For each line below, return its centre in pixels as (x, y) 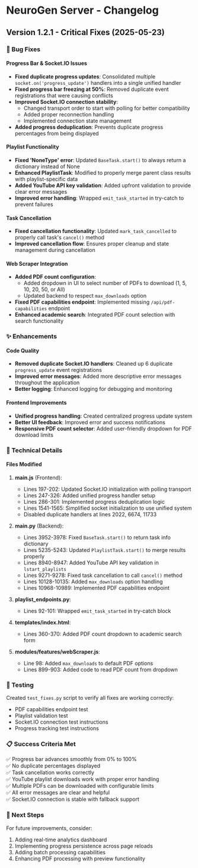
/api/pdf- (163, 303)
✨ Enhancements (32, 336)
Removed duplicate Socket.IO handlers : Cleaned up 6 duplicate (94, 364)
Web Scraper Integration (37, 263)
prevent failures (34, 204)
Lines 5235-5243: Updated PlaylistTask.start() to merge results (105, 550)
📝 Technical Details (34, 450)
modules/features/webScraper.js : (58, 652)
